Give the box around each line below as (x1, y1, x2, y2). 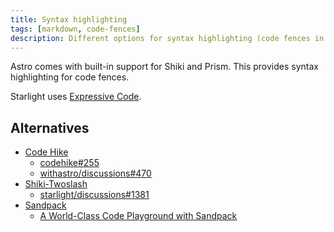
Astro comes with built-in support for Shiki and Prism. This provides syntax (10, 61, 319, 73)
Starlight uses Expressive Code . (10, 91, 142, 103)
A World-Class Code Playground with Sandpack (39, 210, 238, 222)
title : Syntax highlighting (10, 14, 128, 25)
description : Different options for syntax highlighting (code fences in (10, 33, 325, 43)
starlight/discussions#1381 (39, 189, 150, 201)
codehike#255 (39, 157, 100, 169)
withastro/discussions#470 (39, 167, 152, 180)
